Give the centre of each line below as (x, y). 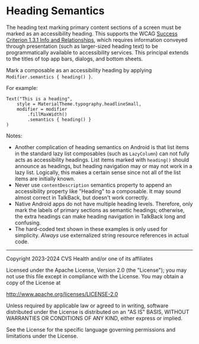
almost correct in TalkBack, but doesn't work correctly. (82, 197)
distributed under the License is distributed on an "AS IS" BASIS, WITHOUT (98, 311)
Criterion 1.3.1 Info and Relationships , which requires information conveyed (97, 40)
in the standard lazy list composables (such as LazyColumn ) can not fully (102, 153)
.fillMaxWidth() (47, 114)
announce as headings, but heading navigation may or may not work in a (103, 166)
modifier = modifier (42, 109)
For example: (22, 88)
